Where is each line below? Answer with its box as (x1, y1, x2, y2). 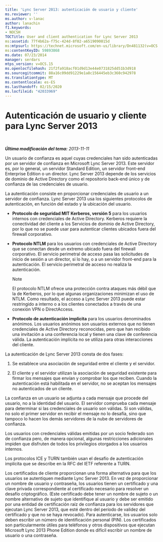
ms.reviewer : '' (5, 12, 38, 17)
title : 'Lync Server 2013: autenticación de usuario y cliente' (5, 7, 138, 12)
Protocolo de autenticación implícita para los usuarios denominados (12, 316, 151, 322)
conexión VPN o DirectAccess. (12, 306, 74, 313)
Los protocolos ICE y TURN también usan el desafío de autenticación (5, 456, 144, 461)
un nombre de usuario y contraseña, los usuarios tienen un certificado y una (5, 480, 158, 486)
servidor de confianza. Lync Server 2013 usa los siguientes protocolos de (5, 196, 152, 202)
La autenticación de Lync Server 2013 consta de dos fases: (5, 351, 124, 357)
